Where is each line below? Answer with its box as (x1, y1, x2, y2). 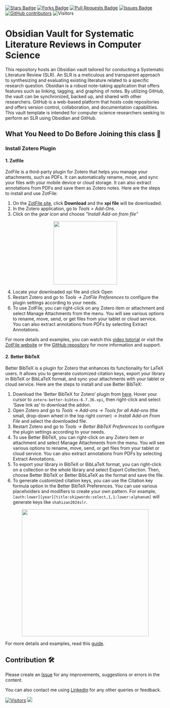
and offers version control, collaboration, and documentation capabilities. (5, 104, 158, 110)
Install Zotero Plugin (5, 145, 56, 152)
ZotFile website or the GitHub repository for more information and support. (5, 342, 161, 348)
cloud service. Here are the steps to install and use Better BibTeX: (5, 381, 143, 387)
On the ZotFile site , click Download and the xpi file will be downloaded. (12, 200, 162, 206)
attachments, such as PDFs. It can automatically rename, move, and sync (5, 174, 158, 180)
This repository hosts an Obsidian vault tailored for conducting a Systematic (5, 66, 164, 72)
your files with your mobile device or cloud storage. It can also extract (5, 179, 151, 186)
